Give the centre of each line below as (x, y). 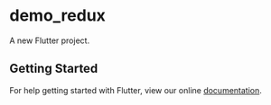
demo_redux (58, 16)
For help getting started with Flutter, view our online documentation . (135, 90)
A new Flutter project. (50, 40)
